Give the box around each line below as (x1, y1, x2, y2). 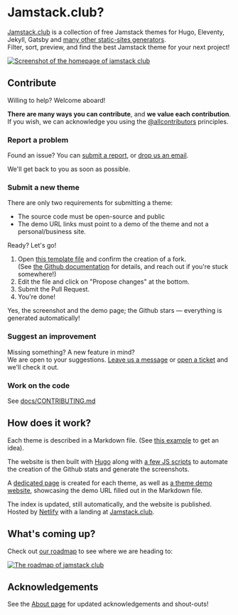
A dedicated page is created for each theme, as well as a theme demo (7, 478, 212, 487)
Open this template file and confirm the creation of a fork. (17, 255, 187, 263)
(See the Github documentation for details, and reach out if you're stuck (17, 262, 229, 271)
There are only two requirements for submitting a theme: (7, 199, 173, 207)
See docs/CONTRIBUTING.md (7, 397, 96, 405)
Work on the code (7, 380, 70, 390)
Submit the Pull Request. (17, 285, 90, 294)
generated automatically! (7, 314, 80, 323)
